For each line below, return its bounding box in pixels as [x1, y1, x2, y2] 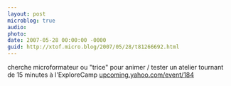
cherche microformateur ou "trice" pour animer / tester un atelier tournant [7, 63, 224, 71]
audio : [7, 23, 27, 31]
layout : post [7, 10, 46, 18]
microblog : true [7, 17, 55, 24]
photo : [7, 30, 27, 38]
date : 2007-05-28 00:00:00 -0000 [7, 37, 107, 44]
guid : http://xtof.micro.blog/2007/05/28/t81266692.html [7, 43, 180, 50]
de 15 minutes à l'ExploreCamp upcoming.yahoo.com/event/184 [7, 70, 194, 79]
